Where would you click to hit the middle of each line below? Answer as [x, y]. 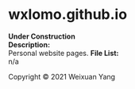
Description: [29, 44]
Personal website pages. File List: [64, 53]
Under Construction [42, 36]
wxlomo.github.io [68, 15]
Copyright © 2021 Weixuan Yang [62, 76]
